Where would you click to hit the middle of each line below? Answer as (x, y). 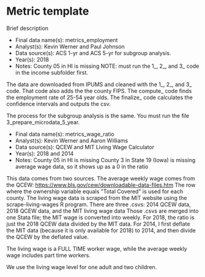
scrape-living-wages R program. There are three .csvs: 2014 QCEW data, (99, 204)
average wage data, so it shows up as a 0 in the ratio (82, 166)
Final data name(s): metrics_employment (66, 40)
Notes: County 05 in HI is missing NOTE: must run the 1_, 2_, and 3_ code (107, 66)
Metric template (48, 11)
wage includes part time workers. (48, 255)
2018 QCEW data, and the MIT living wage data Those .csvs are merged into (102, 211)
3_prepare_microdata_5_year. (43, 122)
